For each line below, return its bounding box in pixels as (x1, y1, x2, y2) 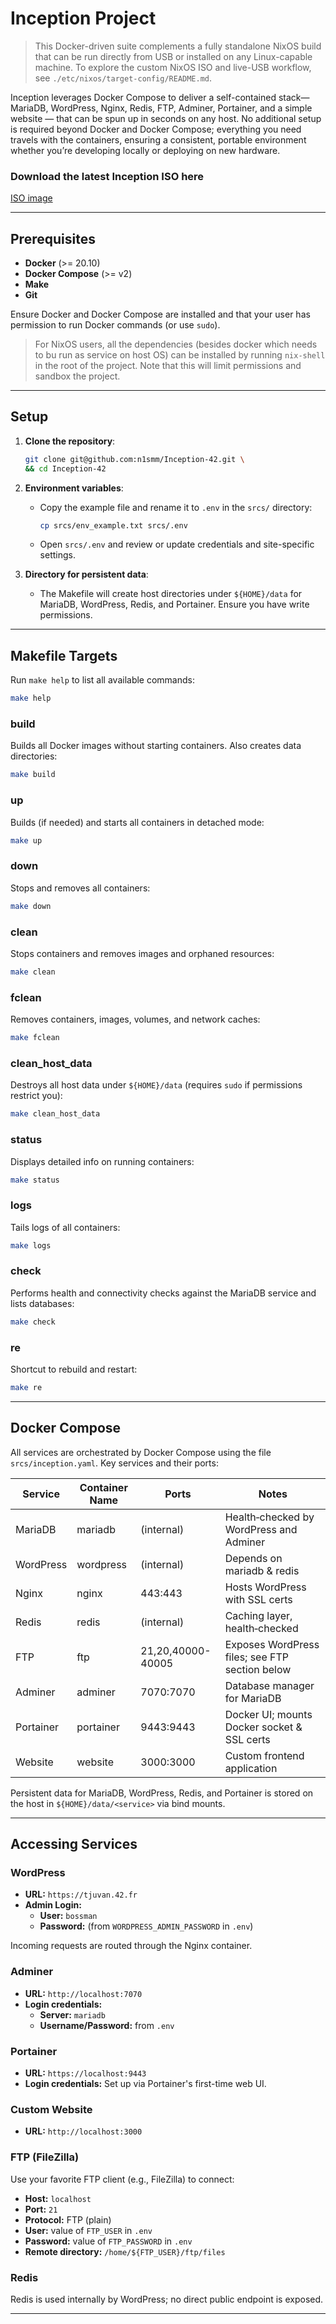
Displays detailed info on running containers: (10, 1155, 195, 1167)
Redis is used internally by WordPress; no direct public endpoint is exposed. (10, 2293, 324, 2305)
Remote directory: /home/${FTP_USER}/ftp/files (24, 2245, 226, 2257)
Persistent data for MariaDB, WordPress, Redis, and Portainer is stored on (10, 1787, 314, 1799)
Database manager (224, 1678, 315, 1692)
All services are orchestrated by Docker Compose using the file (10, 1446, 272, 1458)
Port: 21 (24, 2203, 58, 2215)
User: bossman (39, 1910, 98, 1922)
